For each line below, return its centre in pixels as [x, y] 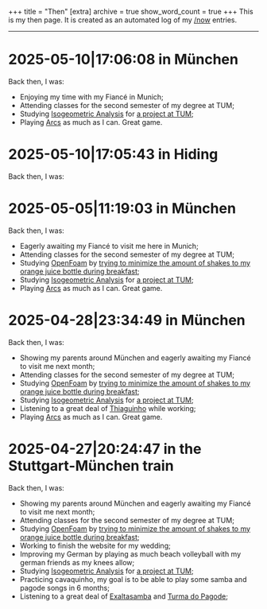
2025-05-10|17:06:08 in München [123, 60]
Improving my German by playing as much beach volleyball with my [130, 554]
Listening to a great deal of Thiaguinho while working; [108, 408]
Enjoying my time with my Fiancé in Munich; [92, 97]
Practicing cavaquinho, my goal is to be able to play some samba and [133, 579]
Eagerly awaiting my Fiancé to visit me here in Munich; [109, 246]
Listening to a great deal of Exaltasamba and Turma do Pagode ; [124, 596]
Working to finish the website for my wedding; [95, 545]
